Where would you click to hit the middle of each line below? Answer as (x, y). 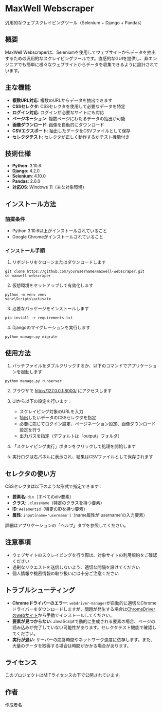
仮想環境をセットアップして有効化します (53, 285)
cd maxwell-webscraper (28, 276)
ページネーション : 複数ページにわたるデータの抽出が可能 (69, 118)
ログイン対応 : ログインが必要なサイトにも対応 (58, 112)
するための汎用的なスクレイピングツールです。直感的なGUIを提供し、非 (77, 58)
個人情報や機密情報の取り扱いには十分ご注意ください (65, 573)
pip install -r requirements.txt (39, 318)
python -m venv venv (26, 295)
